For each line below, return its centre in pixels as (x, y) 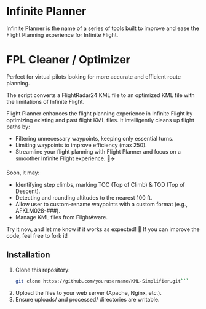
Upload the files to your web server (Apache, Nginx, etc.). (88, 292)
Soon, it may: (23, 173)
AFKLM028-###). (38, 211)
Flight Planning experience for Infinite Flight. (62, 34)
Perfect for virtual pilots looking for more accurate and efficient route (94, 76)
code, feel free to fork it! (37, 235)
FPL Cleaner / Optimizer (68, 60)
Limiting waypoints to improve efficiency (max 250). (81, 145)
